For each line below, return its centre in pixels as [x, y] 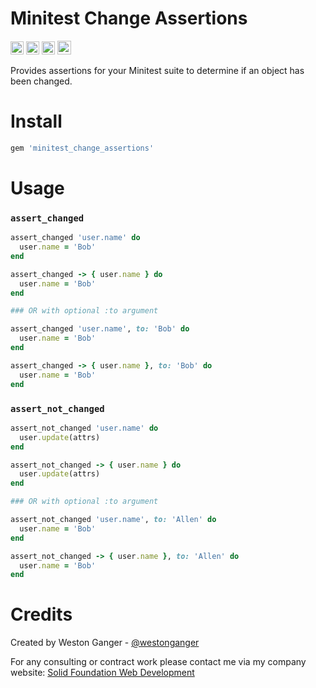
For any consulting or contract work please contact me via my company [158, 662]
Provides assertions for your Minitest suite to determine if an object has [157, 70]
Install [36, 121]
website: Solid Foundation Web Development [102, 673]
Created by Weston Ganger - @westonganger [105, 643]
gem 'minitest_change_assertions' [82, 148]
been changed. [41, 81]
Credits [41, 614]
